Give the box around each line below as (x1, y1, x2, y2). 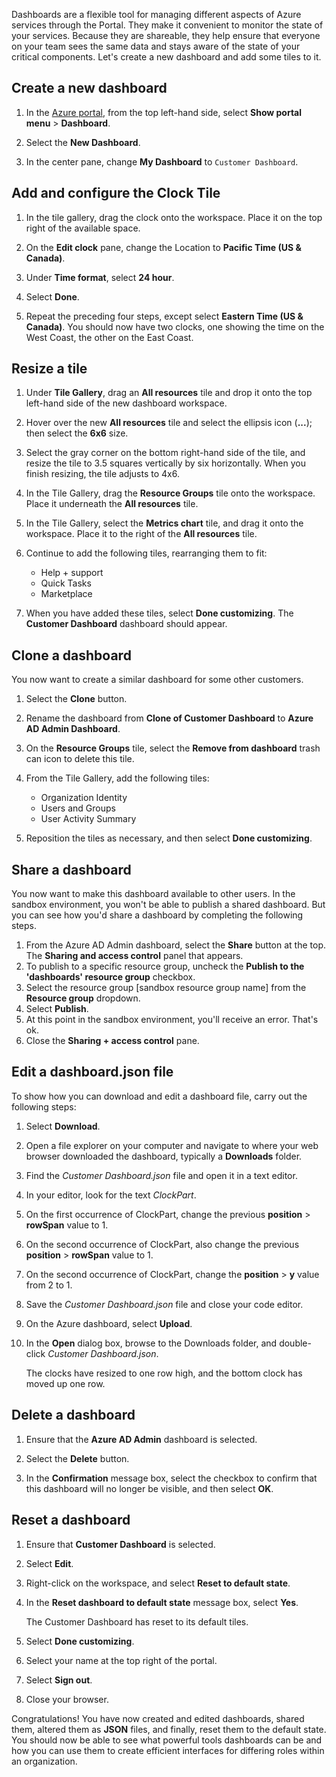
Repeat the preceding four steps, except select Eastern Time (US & (25, 310, 304, 322)
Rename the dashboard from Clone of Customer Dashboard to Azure (25, 712, 314, 724)
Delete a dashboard (11, 1407, 136, 1424)
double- (279, 1337, 312, 1349)
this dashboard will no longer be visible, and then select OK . (25, 1482, 274, 1494)
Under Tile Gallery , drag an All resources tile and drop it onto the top (25, 387, 313, 399)
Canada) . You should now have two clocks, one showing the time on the (25, 320, 325, 333)
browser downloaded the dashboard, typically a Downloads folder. (25, 1150, 303, 1162)
